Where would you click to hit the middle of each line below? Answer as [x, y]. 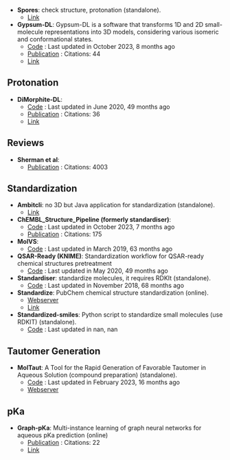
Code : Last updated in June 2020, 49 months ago [99, 107]
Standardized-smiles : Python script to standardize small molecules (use [120, 315]
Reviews [26, 143]
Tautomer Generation [54, 351]
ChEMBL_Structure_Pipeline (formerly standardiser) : [94, 220]
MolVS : [28, 242]
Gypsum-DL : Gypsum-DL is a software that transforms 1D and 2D [110, 24]
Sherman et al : [38, 159]
